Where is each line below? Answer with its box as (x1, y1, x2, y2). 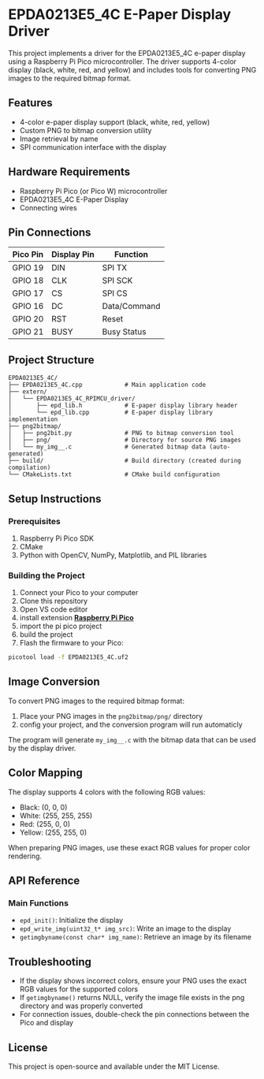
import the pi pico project (19, 621, 102, 631)
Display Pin (50, 249, 95, 260)
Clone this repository (19, 597, 88, 606)
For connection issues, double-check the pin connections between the (19, 1010, 250, 1019)
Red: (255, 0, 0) (19, 819, 71, 828)
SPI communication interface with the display (19, 142, 167, 151)
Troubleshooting (8, 955, 92, 969)
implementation (8, 415, 58, 423)
